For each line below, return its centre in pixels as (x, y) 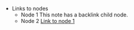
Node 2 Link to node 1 (48, 21)
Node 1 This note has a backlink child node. (74, 15)
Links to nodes (30, 9)
